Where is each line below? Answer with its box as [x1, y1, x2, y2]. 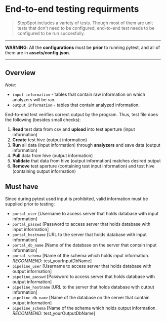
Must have [5, 183, 39, 191]
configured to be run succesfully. [17, 30, 85, 36]
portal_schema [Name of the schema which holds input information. [12, 252, 150, 258]
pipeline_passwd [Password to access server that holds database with [12, 273, 155, 280]
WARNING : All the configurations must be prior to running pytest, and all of [5, 44, 161, 50]
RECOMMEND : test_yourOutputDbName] [12, 310, 95, 316]
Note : [5, 81, 16, 87]
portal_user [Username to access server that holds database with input [12, 210, 159, 216]
